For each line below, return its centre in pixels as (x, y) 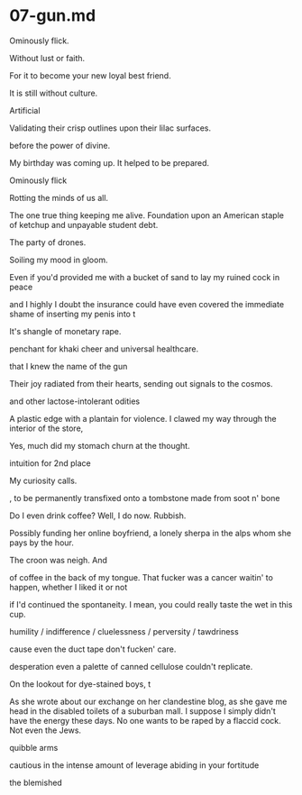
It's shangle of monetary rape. (65, 331)
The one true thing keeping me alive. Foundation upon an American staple (146, 215)
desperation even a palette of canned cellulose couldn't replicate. (131, 666)
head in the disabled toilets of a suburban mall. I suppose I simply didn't (143, 711)
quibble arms (34, 747)
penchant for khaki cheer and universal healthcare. (104, 349)
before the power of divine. (60, 145)
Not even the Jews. (46, 730)
